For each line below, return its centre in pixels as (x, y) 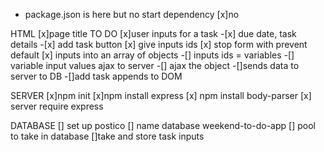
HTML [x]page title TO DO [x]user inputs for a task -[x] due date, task (153, 33)
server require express (57, 106)
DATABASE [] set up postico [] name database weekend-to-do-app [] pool (163, 125)
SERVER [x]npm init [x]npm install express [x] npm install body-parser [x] (161, 95)
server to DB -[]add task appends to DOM (96, 76)
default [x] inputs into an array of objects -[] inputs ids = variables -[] (152, 55)
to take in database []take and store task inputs (107, 136)
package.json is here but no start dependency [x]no (132, 14)
